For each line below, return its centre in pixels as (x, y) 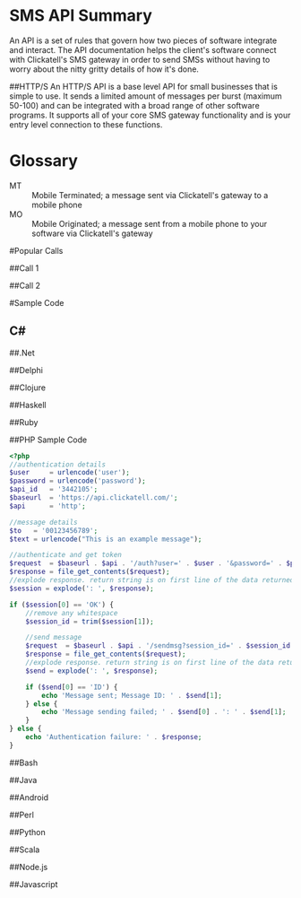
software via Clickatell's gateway (93, 233)
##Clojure (28, 388)
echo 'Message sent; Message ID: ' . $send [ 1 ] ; (132, 695)
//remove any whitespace (72, 613)
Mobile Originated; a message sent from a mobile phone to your (149, 223)
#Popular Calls (36, 250)
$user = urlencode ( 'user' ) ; (69, 473)
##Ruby (24, 422)
